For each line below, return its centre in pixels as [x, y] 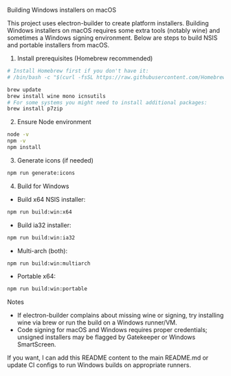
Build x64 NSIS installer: [51, 199]
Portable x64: [36, 277]
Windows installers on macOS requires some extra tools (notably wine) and [113, 31]
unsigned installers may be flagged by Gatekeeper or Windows [106, 337]
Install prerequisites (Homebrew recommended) [85, 58]
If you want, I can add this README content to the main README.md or [108, 358]
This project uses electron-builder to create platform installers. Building [108, 23]
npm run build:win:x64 [40, 212]
